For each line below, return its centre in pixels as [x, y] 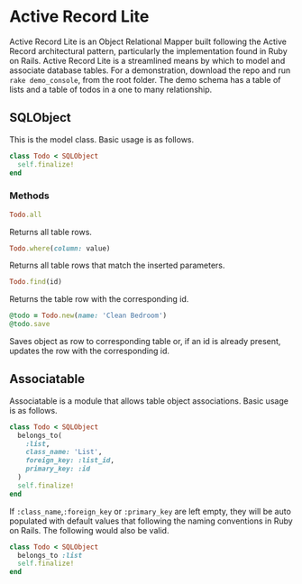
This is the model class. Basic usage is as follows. [102, 139]
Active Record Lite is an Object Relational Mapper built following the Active [148, 41]
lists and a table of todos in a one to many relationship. [111, 89]
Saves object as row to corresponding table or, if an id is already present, [145, 342]
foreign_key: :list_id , [70, 461]
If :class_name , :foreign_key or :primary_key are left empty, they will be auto [150, 511]
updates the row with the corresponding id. [89, 351]
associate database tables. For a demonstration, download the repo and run [150, 70]
